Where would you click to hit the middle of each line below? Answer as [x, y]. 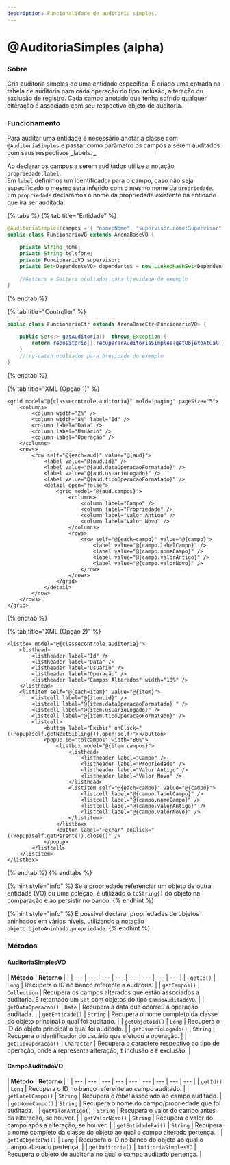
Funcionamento [34, 123]
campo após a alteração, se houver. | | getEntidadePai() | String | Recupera [115, 1125]
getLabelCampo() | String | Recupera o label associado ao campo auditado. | [115, 1096]
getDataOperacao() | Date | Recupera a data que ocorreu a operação [103, 1007]
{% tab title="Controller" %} [47, 312]
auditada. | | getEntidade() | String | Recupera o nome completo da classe [112, 1014]
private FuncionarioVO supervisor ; [70, 260]
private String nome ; [50, 248]
